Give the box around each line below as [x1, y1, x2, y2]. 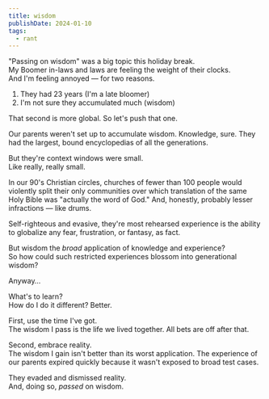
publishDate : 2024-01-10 [8, 19, 92, 27]
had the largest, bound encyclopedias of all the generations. [8, 138, 208, 148]
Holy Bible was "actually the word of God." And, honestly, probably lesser [8, 195, 253, 204]
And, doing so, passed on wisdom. [8, 381, 124, 392]
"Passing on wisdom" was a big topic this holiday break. [8, 57, 195, 66]
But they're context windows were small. [8, 153, 144, 163]
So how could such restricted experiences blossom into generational [8, 252, 237, 262]
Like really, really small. [8, 162, 86, 172]
